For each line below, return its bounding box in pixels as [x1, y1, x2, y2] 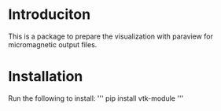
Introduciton [8, 6, 91, 24]
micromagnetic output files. [8, 39, 98, 49]
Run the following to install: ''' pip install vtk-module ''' [8, 93, 184, 103]
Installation [8, 68, 83, 86]
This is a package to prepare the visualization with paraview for [8, 31, 214, 41]
